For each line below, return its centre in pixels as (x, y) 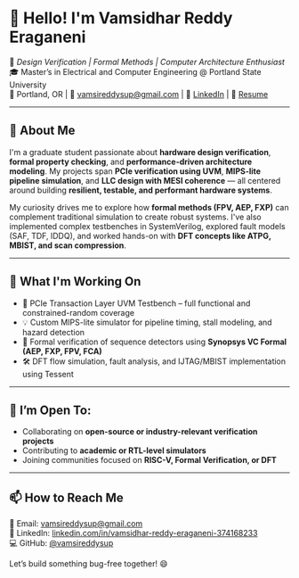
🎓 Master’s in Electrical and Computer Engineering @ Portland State (135, 71)
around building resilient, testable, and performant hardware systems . (141, 190)
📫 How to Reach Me (66, 497)
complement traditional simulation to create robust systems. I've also (135, 217)
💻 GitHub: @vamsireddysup (61, 543)
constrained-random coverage (78, 312)
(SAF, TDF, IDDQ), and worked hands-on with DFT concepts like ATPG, (140, 235)
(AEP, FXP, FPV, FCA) (62, 351)
